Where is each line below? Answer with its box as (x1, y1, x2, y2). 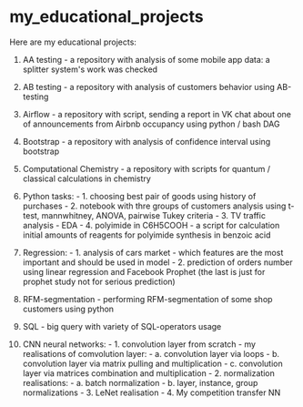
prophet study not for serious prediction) (22, 276, 176, 287)
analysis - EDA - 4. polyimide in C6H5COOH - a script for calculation (22, 219, 280, 230)
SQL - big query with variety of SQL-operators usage (22, 321, 222, 331)
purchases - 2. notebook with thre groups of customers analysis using (22, 200, 287, 211)
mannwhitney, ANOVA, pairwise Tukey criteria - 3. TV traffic (41, 209, 267, 220)
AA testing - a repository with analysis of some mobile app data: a (22, 54, 270, 65)
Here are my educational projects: (9, 36, 136, 47)
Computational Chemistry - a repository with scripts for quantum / (22, 163, 271, 174)
